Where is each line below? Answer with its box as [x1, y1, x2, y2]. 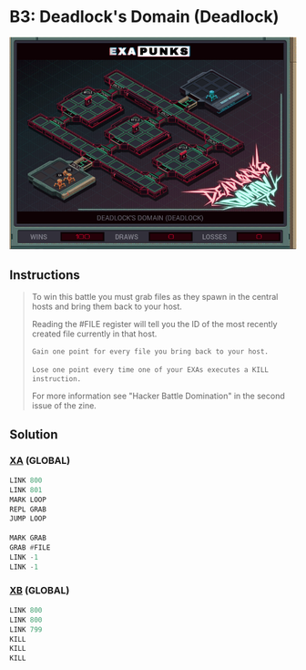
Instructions [9, 267, 80, 283]
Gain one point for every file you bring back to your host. [31, 347, 270, 356]
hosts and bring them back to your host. [31, 301, 182, 312]
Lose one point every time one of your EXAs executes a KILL [31, 366, 270, 375]
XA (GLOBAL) [9, 454, 71, 467]
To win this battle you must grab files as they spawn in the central [31, 292, 279, 303]
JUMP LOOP [9, 514, 47, 523]
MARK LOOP [9, 495, 47, 504]
